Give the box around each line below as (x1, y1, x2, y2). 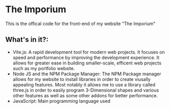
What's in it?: (5, 35, 49, 44)
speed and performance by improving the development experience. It (12, 54, 160, 60)
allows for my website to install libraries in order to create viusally (12, 76, 151, 82)
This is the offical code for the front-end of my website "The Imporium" (5, 20, 156, 27)
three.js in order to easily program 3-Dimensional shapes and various (12, 87, 159, 93)
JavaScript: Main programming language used (12, 98, 111, 104)
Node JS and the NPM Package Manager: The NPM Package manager (12, 71, 161, 77)
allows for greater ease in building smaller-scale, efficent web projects (12, 60, 162, 66)
